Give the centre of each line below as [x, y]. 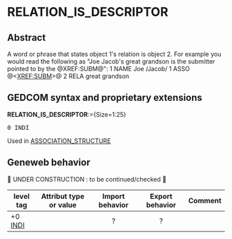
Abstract [27, 38]
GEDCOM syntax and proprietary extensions [105, 98]
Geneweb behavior [49, 163]
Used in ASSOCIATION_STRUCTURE [59, 141]
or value [63, 204]
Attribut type [63, 196]
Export [161, 196]
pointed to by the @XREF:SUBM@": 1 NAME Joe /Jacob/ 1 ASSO [98, 69]
